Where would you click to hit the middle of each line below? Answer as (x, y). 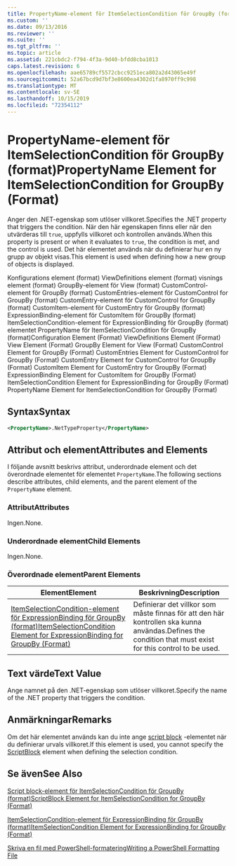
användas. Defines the (169, 631)
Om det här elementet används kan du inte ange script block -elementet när (117, 737)
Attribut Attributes (39, 508)
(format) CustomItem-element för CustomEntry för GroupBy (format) (106, 307)
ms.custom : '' (28, 20)
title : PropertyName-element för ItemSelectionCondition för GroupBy (111, 14)
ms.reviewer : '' (31, 33)
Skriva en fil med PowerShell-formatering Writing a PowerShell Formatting (113, 848)
